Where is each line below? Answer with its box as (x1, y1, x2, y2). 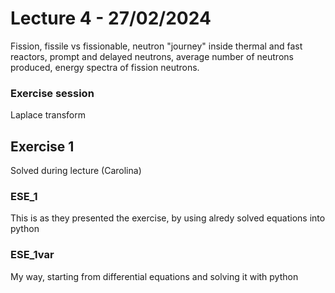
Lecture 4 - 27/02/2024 (10, 7, 212, 30)
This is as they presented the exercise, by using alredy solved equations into (10, 212, 326, 224)
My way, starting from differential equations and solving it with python (10, 270, 299, 282)
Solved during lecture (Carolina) (10, 165, 142, 177)
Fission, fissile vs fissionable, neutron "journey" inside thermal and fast (10, 40, 303, 52)
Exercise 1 (10, 138, 75, 155)
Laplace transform (10, 109, 86, 121)
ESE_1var (10, 248, 55, 262)
